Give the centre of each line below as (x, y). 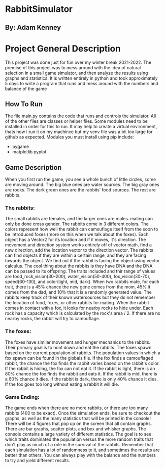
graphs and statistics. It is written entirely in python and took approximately (81, 78)
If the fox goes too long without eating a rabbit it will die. (62, 384)
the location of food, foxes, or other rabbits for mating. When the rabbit (77, 303)
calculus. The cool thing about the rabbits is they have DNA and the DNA (79, 266)
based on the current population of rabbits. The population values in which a (83, 353)
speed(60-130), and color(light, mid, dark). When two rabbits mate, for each (82, 282)
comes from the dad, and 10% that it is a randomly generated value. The (78, 292)
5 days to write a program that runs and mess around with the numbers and (82, 83)
